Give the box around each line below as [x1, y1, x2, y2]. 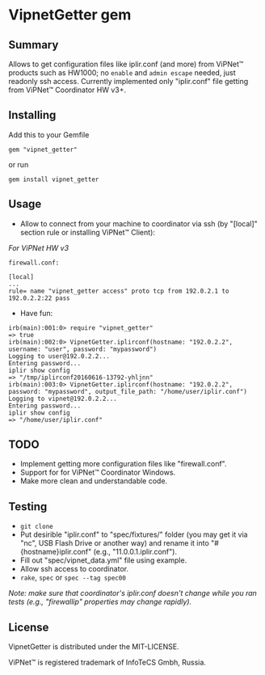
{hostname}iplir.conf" [19, 547, 92, 557]
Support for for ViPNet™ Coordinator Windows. [19, 467, 176, 478]
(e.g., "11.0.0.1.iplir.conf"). [93, 547, 178, 557]
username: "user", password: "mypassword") [8, 345, 158, 353]
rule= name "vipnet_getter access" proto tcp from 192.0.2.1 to [8, 287, 229, 295]
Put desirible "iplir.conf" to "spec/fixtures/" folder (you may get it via [19, 529, 248, 539]
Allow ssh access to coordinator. [19, 564, 129, 574]
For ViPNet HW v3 [8, 243, 69, 252]
